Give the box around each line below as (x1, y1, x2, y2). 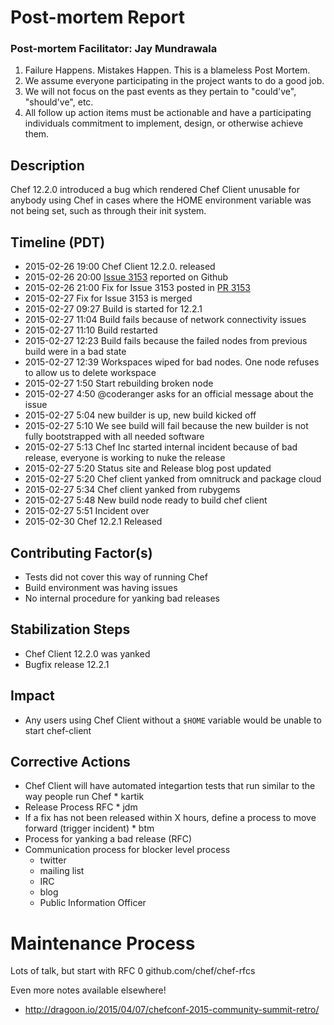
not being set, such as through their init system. (10, 205, 207, 217)
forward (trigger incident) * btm (24, 822, 155, 835)
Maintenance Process (10, 932, 196, 955)
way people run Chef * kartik (24, 791, 145, 803)
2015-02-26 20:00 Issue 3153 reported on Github (24, 271, 229, 283)
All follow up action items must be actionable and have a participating (24, 107, 312, 119)
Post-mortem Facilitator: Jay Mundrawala (10, 42, 218, 56)
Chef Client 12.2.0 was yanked (24, 647, 151, 660)
